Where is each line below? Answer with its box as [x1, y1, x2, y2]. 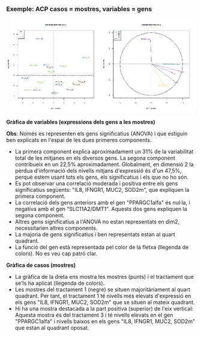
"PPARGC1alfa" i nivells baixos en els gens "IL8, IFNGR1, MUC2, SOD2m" [14, 317, 196, 325]
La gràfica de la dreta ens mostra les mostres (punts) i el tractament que [14, 273, 194, 280]
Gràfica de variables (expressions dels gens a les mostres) [6, 118, 156, 125]
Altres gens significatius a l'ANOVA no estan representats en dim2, [14, 218, 180, 225]
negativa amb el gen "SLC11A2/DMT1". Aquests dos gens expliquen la [14, 205, 187, 212]
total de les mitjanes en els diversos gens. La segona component [14, 154, 176, 161]
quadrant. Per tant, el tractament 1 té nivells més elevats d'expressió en [14, 292, 191, 299]
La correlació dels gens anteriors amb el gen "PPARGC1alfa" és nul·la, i [14, 198, 190, 206]
